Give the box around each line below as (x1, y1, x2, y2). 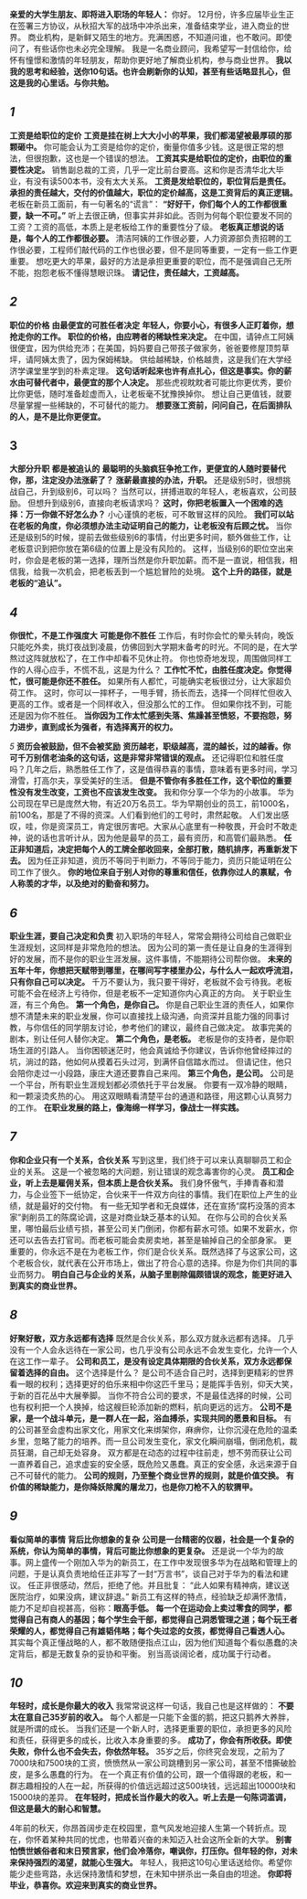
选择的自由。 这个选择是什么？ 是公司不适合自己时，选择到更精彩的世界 (25, 1367, 294, 1378)
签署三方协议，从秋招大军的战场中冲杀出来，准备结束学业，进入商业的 (16, 20, 281, 31)
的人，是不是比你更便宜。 (9, 411, 106, 421)
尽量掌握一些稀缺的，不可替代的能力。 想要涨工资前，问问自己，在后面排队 (9, 400, 292, 411)
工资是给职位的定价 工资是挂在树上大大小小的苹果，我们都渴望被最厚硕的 (9, 130, 284, 141)
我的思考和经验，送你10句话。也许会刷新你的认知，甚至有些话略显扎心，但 (9, 66, 291, 77)
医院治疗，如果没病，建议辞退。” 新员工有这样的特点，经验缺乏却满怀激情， (9, 1591, 292, 1602)
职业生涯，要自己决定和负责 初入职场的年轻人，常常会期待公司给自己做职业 (9, 931, 292, 942)
